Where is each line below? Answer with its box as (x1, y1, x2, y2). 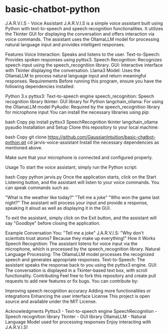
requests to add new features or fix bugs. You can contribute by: (5, 278, 139, 284)
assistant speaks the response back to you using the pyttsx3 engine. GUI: (5, 262, 157, 268)
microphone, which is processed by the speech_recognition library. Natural (5, 245, 160, 252)
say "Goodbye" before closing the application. (5, 220, 101, 226)
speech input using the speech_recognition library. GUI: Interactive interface (5, 62, 163, 68)
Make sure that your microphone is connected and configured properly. (5, 154, 153, 160)
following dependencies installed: (5, 83, 75, 89)
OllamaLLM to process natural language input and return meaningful (5, 72, 146, 78)
